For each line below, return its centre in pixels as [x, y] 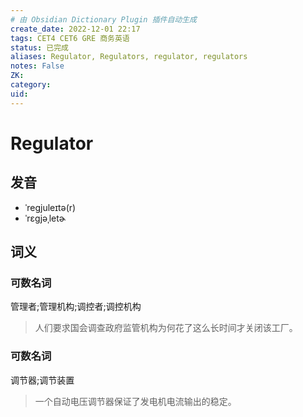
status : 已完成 [39, 47]
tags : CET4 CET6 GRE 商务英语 [70, 38]
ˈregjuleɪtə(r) [50, 207]
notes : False [37, 66]
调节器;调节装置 [42, 380]
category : [31, 85]
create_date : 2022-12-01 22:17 [75, 29]
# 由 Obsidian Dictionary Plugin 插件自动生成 [103, 19]
